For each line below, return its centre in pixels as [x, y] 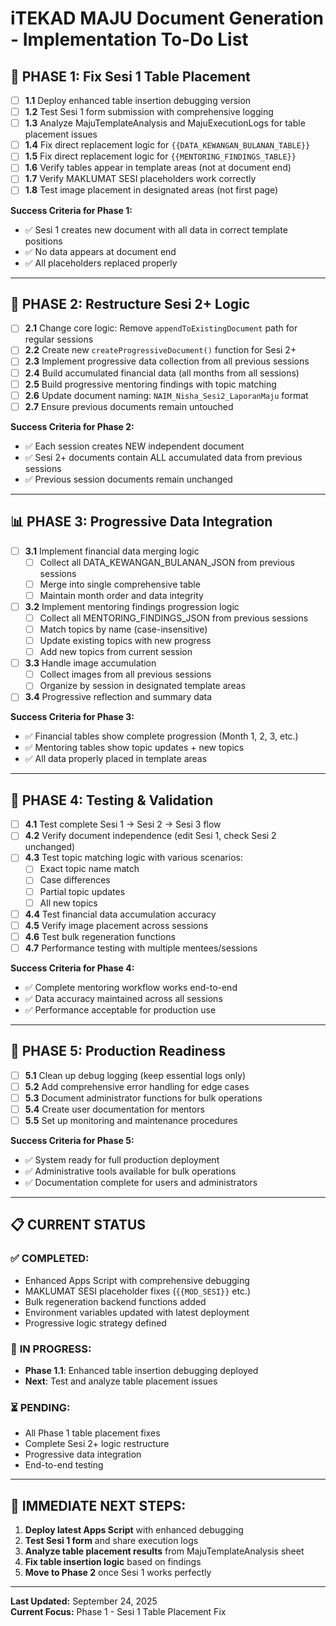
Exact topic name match [89, 869]
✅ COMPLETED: [50, 1259]
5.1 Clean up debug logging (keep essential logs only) [135, 1075]
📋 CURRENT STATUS [78, 1225]
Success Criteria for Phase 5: [72, 1140]
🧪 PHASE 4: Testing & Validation [112, 800]
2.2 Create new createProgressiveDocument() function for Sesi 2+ [160, 350]
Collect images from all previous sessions [125, 674]
